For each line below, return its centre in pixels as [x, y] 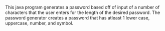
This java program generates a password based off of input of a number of [82, 7]
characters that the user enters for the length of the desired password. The [83, 12]
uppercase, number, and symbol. [39, 23]
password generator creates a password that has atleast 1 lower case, [77, 18]
